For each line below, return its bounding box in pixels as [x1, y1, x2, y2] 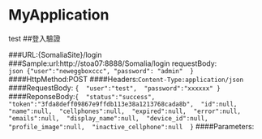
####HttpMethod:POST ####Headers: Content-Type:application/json [8, 74, 244, 84]
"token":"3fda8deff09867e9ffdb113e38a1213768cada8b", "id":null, [8, 100, 238, 108]
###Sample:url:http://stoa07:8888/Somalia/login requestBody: [8, 59, 217, 68]
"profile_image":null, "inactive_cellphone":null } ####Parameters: [8, 121, 255, 131]
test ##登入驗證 [8, 33, 61, 43]
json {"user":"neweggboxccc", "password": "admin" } [8, 67, 195, 75]
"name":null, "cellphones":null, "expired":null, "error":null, [8, 107, 242, 115]
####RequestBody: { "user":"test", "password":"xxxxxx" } [8, 83, 221, 93]
